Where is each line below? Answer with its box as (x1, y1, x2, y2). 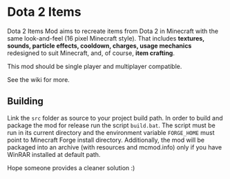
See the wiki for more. (7, 75, 70, 83)
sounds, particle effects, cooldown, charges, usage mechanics (7, 41, 192, 50)
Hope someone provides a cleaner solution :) (7, 163, 135, 172)
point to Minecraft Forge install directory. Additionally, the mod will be (7, 136, 205, 144)
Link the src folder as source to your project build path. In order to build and (7, 114, 223, 122)
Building (7, 96, 44, 107)
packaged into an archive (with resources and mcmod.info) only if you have (7, 143, 222, 151)
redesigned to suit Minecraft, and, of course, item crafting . (7, 49, 175, 57)
